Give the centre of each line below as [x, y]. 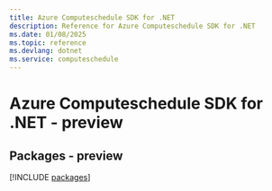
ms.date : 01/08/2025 [48, 34]
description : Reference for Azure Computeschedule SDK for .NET [132, 26]
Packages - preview [66, 156]
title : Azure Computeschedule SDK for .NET [92, 17]
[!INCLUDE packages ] [50, 177]
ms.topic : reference [48, 43]
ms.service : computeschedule [64, 59]
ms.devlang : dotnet [46, 51]
